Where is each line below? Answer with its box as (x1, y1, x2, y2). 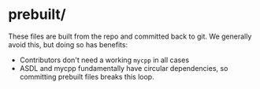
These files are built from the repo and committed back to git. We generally (8, 32, 252, 41)
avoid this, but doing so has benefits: (8, 39, 128, 49)
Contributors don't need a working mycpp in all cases (19, 55, 190, 65)
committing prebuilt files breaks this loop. (19, 72, 155, 81)
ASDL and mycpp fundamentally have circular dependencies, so (19, 63, 228, 72)
